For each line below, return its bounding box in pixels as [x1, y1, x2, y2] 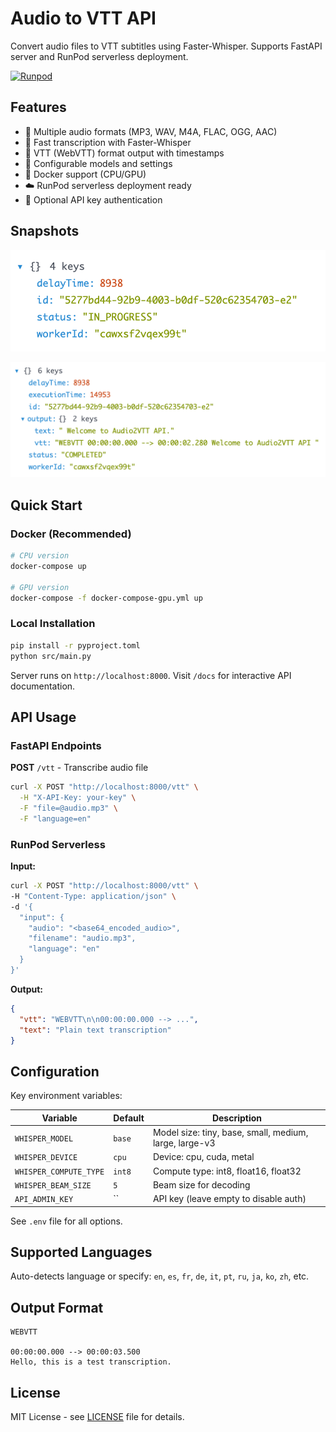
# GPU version [10, 582, 70, 592]
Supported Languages [10, 1243, 153, 1261]
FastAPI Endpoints [10, 738, 102, 752]
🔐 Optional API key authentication [24, 193, 163, 206]
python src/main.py [10, 651, 92, 661]
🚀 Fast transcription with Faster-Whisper [24, 136, 192, 148]
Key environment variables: [10, 1090, 123, 1102]
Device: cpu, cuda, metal [152, 1151, 255, 1163]
